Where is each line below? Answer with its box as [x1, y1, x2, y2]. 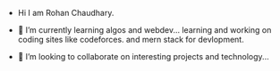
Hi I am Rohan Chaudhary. [17, 8, 115, 18]
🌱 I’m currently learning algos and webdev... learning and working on [17, 25, 272, 35]
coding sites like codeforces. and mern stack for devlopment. [17, 35, 244, 44]
